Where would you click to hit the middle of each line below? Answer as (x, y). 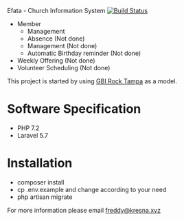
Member (29, 24)
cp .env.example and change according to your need (92, 189)
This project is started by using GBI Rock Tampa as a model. (92, 81)
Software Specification (74, 109)
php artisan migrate (45, 197)
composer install (41, 182)
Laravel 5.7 (33, 135)
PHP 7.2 (28, 128)
